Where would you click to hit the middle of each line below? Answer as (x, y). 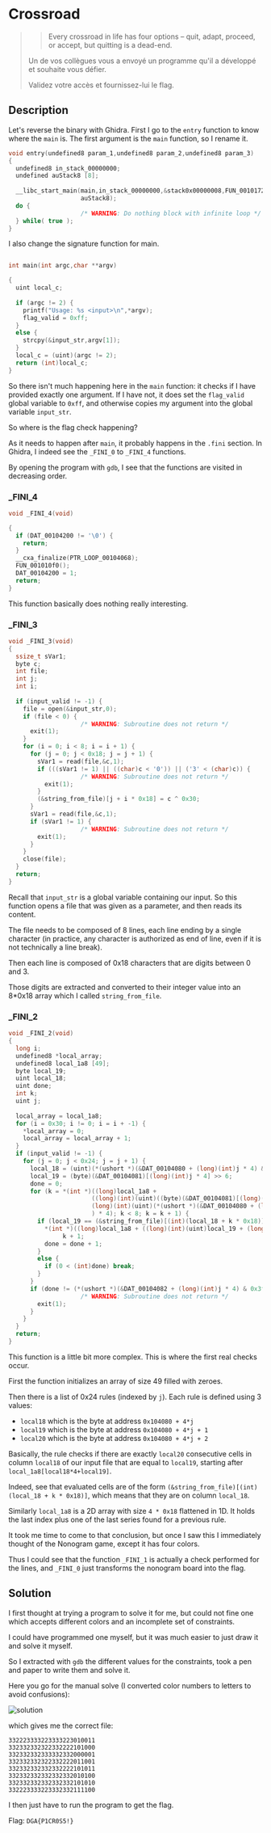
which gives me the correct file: (61, 1726)
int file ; (32, 672)
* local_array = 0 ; (54, 1131)
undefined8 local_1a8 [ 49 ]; (63, 1064)
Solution (30, 1593)
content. (22, 914)
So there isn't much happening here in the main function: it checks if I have (132, 386)
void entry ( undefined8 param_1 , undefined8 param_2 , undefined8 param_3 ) (131, 153)
